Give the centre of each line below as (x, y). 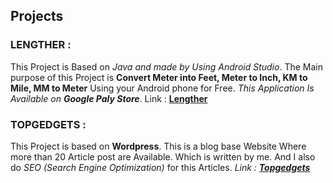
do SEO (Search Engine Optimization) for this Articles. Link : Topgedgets (160, 167)
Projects (37, 16)
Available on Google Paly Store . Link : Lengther (109, 98)
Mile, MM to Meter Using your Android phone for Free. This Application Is (162, 88)
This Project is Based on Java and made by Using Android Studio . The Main (166, 66)
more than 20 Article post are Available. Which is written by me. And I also (163, 156)
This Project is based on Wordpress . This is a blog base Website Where (158, 146)
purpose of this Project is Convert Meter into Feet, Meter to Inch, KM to (159, 77)
